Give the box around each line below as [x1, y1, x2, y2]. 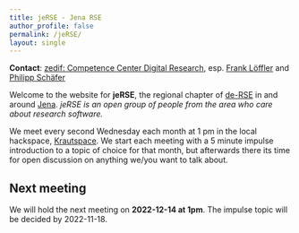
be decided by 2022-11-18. [9, 214, 107, 225]
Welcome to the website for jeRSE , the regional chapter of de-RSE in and [9, 90, 278, 100]
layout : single [9, 38, 66, 47]
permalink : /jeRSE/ [9, 30, 82, 39]
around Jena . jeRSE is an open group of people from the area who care [9, 99, 273, 110]
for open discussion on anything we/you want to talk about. [9, 154, 228, 166]
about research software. [9, 108, 104, 119]
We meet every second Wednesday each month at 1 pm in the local [9, 126, 258, 137]
